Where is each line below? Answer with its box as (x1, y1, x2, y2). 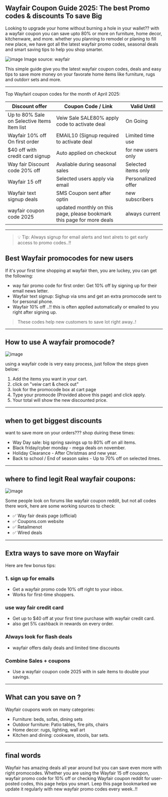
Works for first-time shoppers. (12, 592, 75, 598)
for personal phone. (12, 298, 53, 305)
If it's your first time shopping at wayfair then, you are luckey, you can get (5, 268, 157, 274)
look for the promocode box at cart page (12, 387, 96, 393)
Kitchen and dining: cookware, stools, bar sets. (12, 732, 109, 738)
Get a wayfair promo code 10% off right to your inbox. (12, 586, 123, 593)
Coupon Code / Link (64, 103, 113, 110)
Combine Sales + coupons (5, 657, 70, 664)
